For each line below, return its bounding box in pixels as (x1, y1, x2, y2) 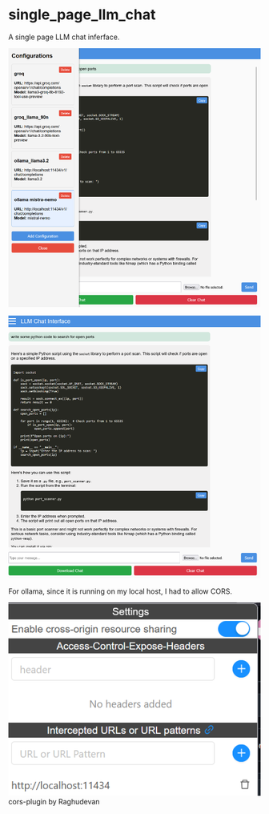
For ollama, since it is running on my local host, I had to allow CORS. (8, 586, 232, 596)
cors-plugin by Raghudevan (8, 796, 100, 806)
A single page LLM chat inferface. (8, 32, 120, 42)
